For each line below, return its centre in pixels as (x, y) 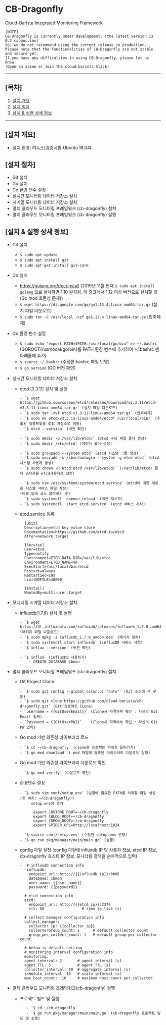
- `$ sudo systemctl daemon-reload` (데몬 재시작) (71, 499)
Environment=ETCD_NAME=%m (51, 563)
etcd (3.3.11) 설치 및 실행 (43, 389)
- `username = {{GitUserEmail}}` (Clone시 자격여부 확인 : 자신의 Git (89, 712)
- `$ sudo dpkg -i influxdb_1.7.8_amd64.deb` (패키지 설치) (80, 638)
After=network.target (46, 537)
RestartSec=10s (40, 576)
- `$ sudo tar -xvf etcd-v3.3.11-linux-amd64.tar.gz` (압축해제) (86, 413)
